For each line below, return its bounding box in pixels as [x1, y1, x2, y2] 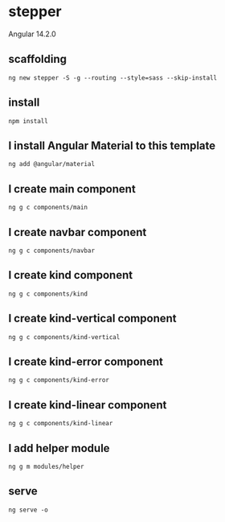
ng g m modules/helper [8, 462, 84, 471]
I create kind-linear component [8, 398, 167, 412]
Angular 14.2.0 [8, 29, 56, 39]
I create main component [8, 182, 137, 196]
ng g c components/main [8, 204, 88, 212]
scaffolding [8, 52, 67, 66]
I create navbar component [8, 225, 147, 239]
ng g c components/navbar [8, 246, 95, 255]
